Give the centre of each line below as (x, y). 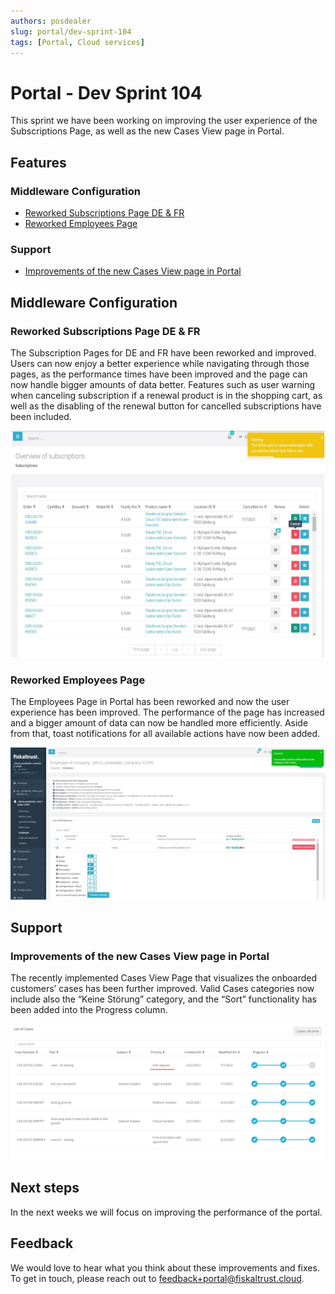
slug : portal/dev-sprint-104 (71, 31)
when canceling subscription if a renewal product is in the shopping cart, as (166, 395)
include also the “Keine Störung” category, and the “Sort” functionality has (164, 999)
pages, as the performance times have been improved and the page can (159, 374)
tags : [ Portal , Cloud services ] (77, 42)
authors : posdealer (51, 21)
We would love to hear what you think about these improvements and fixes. (165, 1267)
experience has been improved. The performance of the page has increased (167, 712)
